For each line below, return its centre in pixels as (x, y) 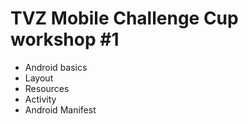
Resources (47, 88)
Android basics (56, 67)
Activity (40, 99)
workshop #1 (65, 39)
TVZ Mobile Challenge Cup (124, 18)
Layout (39, 78)
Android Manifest (60, 109)
